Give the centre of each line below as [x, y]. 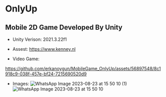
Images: [21, 84]
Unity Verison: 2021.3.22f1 [40, 39]
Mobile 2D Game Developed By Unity [64, 27]
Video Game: [26, 59]
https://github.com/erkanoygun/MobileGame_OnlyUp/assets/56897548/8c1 [83, 69]
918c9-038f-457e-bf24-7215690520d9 [46, 74]
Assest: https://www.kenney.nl [44, 49]
